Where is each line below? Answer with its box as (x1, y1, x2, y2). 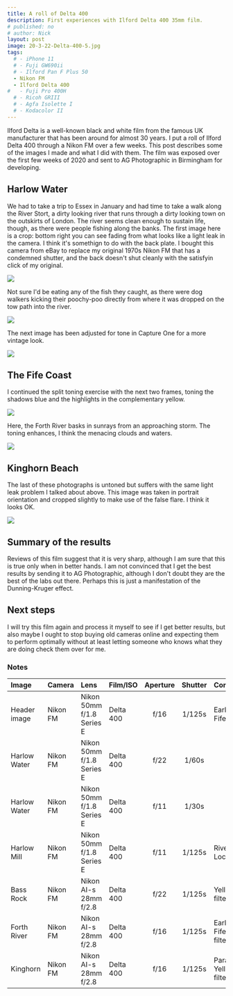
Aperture (144, 680, 175, 690)
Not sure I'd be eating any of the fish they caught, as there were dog (7, 287, 203, 296)
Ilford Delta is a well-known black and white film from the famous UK (7, 126, 203, 134)
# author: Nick (7, 29, 51, 37)
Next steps (7, 604, 55, 616)
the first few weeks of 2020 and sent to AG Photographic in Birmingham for (7, 156, 223, 164)
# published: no (7, 23, 54, 30)
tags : (7, 49, 23, 56)
